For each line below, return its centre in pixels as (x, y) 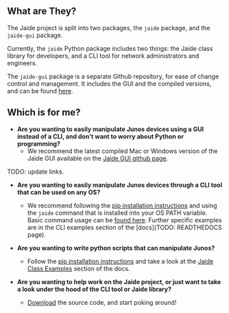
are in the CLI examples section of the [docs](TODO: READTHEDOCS (124, 227)
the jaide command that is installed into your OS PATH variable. (117, 213)
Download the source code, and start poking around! (102, 302)
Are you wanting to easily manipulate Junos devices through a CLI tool (120, 185)
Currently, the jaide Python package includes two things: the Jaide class (110, 48)
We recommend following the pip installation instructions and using (122, 205)
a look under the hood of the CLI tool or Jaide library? (94, 289)
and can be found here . (40, 91)
